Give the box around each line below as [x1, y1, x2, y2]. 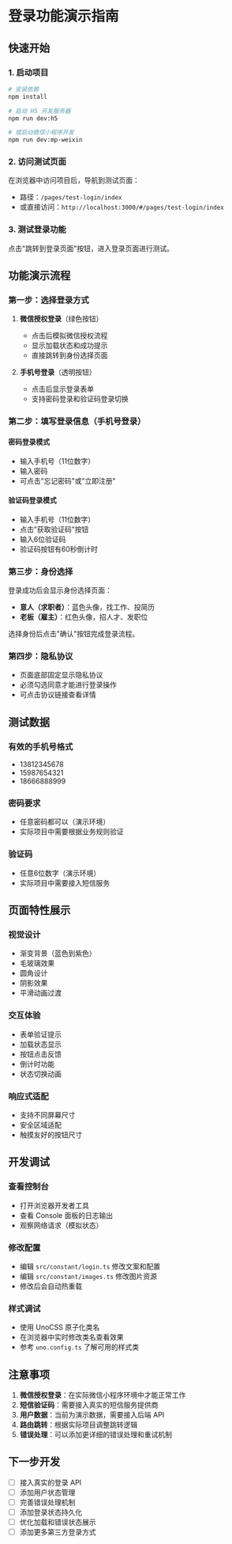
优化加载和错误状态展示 [19, 1517, 96, 1527]
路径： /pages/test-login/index [19, 192, 122, 202]
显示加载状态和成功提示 [31, 341, 108, 351]
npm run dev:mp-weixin [8, 136, 83, 144]
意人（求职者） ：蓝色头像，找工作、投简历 [19, 602, 155, 612]
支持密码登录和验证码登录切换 [31, 394, 129, 404]
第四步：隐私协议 [8, 651, 73, 662]
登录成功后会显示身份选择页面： [8, 586, 112, 595]
